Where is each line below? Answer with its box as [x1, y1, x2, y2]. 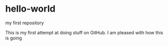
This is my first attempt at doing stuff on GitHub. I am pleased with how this [5, 29, 163, 35]
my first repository [5, 20, 44, 26]
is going [5, 35, 22, 41]
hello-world [5, 3, 56, 15]
